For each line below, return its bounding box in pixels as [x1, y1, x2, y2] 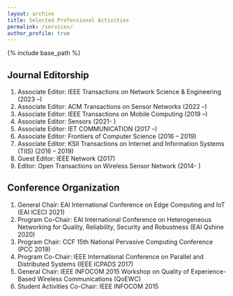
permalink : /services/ [7, 23, 73, 30]
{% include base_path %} [7, 49, 81, 57]
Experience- [190, 267, 227, 276]
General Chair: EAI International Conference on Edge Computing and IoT [17, 200, 225, 209]
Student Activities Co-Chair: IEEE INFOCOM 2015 [17, 282, 159, 290]
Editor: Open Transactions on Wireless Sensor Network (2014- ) [17, 162, 201, 170]
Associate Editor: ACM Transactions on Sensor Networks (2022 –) [17, 103, 207, 111]
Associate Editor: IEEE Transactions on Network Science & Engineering [17, 88, 222, 96]
